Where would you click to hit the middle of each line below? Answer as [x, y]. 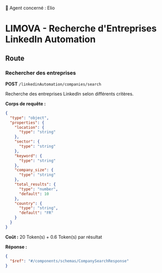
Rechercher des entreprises [41, 73]
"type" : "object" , [30, 118]
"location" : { [29, 127]
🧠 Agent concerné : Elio [30, 8]
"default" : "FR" [36, 213]
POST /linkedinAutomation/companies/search [53, 84]
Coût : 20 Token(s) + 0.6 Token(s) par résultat [54, 237]
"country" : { [28, 203]
